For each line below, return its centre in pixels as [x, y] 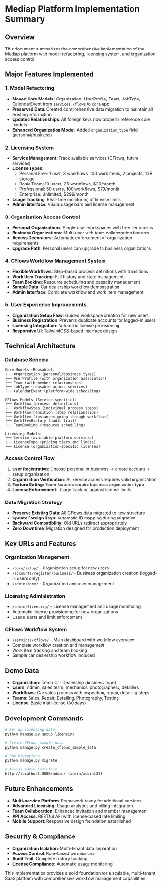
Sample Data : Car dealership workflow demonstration [66, 287]
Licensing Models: [23, 434]
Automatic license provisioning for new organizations [65, 612]
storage [27, 179]
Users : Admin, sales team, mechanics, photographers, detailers [75, 687]
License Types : [28, 168]
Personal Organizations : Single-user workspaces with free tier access [82, 228]
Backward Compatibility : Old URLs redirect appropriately [69, 523]
